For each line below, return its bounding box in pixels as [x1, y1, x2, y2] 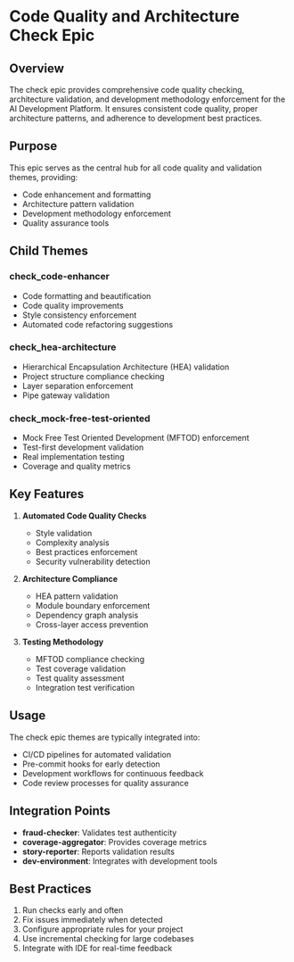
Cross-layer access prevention [35, 618, 149, 630]
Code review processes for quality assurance [21, 777, 190, 788]
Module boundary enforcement [35, 600, 151, 610]
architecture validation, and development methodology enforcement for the [9, 94, 286, 104]
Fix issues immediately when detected [21, 915, 163, 925]
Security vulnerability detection [35, 556, 151, 567]
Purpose [9, 138, 58, 153]
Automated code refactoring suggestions [21, 319, 174, 329]
